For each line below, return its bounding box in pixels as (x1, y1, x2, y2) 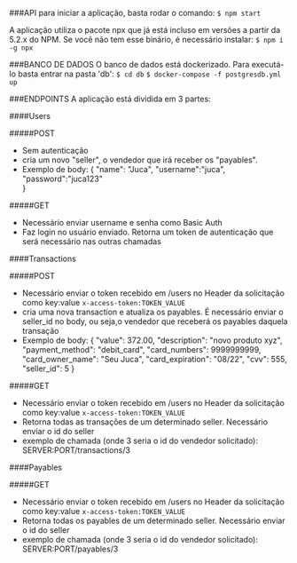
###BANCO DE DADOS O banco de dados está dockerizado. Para (9, 59, 250, 69)
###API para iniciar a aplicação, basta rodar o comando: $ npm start (9, 8, 262, 18)
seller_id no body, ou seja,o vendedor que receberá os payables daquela (21, 316, 288, 327)
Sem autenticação (21, 146, 89, 155)
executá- (251, 59, 285, 69)
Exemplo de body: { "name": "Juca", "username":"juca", (21, 164, 226, 174)
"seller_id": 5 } (21, 363, 75, 374)
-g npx (9, 44, 34, 52)
